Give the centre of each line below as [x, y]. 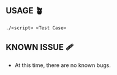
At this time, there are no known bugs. [63, 65]
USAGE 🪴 [25, 11]
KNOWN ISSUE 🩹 [40, 47]
